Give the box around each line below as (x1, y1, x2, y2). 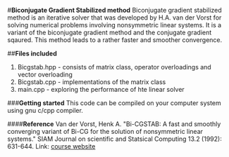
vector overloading (17, 70, 73, 78)
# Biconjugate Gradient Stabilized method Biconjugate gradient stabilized (7, 6, 222, 14)
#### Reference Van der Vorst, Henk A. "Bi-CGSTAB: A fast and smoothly (7, 120, 221, 128)
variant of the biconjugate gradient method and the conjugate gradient (7, 28, 212, 36)
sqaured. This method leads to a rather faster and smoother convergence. (7, 36, 223, 44)
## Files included (7, 49, 58, 57)
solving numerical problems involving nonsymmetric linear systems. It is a (7, 21, 222, 29)
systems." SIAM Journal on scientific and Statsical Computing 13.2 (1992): (7, 135, 222, 143)
